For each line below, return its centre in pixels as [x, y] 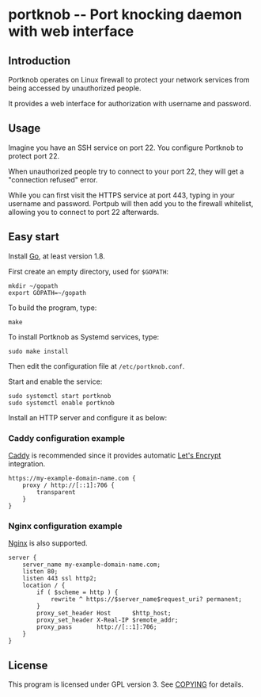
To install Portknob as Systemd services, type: [84, 337]
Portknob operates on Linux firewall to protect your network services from [129, 80]
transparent [57, 492]
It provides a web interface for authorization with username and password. [130, 103]
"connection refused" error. [53, 179]
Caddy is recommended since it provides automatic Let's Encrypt [115, 455]
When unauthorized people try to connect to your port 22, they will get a [126, 171]
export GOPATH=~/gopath [47, 293]
